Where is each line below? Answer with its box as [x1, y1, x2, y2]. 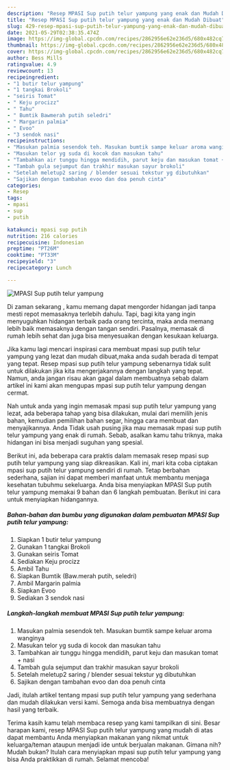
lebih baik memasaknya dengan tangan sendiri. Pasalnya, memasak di [7, 324, 205, 332]
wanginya [16, 634, 45, 642]
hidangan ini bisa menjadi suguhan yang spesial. [7, 438, 144, 446]
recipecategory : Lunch [7, 264, 72, 271]
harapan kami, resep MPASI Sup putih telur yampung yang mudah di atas [7, 725, 214, 734]
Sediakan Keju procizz [16, 557, 80, 565]
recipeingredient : [7, 73, 60, 81]
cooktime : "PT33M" [7, 251, 60, 259]
